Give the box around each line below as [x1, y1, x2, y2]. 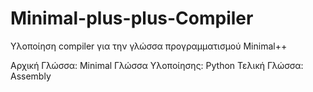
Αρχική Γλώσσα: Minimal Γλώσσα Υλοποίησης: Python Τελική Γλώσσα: [10, 59, 304, 71]
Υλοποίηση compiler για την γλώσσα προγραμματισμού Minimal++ [10, 40, 288, 52]
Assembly [10, 70, 52, 82]
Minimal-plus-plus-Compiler [10, 7, 254, 30]
